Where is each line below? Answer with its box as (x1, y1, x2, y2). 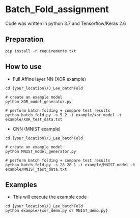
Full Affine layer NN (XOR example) (12, 76, 87, 82)
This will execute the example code (12, 194, 87, 200)
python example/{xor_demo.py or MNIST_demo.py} (5, 208, 108, 213)
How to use (5, 63, 42, 71)
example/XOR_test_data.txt (5, 117, 63, 122)
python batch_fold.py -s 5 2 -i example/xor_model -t (5, 112, 122, 117)
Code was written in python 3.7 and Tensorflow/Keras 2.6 (5, 20, 126, 26)
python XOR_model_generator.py (5, 99, 72, 104)
